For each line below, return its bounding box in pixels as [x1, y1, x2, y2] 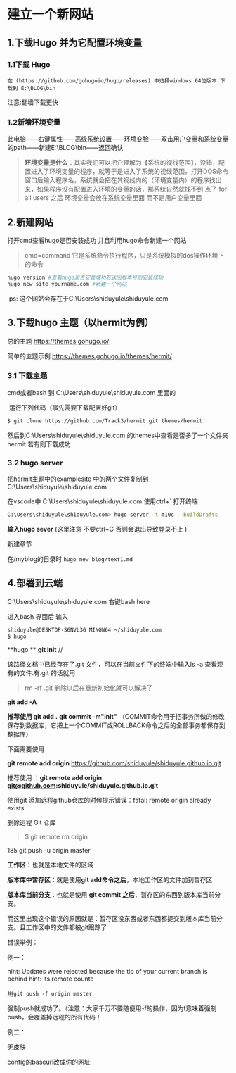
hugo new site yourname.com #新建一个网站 [7, 280, 127, 287]
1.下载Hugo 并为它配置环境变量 [7, 37, 143, 49]
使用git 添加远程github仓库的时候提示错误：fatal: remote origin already [7, 796, 211, 805]
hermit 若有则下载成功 [7, 439, 72, 448]
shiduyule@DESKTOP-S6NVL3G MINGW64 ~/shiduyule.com [7, 626, 162, 634]
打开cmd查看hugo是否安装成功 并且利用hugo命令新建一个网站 [7, 236, 187, 244]
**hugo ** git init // [7, 646, 63, 654]
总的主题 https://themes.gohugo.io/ [7, 337, 110, 345]
